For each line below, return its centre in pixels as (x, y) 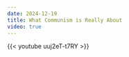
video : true (24, 26)
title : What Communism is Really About (65, 20)
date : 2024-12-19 (32, 14)
